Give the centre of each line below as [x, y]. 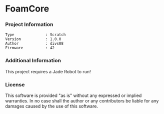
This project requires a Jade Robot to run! [48, 71]
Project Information [29, 25]
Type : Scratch [35, 35]
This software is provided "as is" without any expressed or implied [73, 95]
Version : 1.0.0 [33, 39]
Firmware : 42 [30, 48]
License [15, 84]
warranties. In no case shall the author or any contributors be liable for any [82, 101]
